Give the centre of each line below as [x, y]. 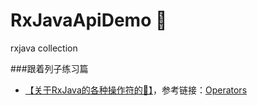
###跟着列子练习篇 [49, 68]
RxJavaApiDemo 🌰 [89, 20]
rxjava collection [44, 48]
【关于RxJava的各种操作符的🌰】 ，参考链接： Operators [136, 90]
